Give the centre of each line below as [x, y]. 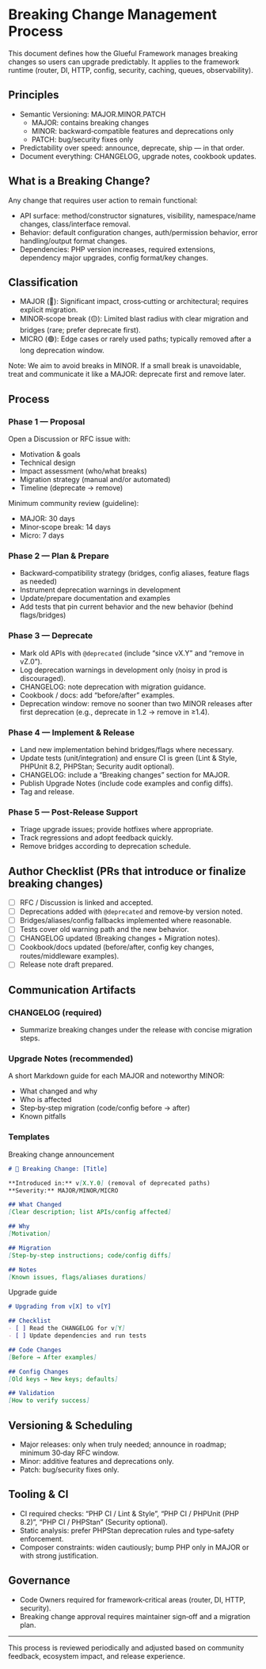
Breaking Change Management [113, 15]
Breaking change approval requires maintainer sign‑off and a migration [135, 1616]
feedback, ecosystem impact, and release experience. [97, 1656]
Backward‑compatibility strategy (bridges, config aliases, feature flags [134, 573]
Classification [43, 282]
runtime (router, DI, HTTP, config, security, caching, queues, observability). [131, 70]
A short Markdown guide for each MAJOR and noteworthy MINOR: [116, 1076]
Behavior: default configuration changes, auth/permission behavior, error [139, 232]
